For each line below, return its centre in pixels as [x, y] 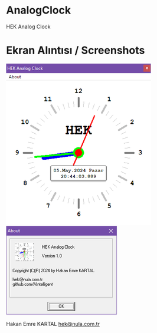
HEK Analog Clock [28, 27]
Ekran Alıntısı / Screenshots [76, 50]
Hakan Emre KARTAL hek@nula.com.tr [53, 324]
